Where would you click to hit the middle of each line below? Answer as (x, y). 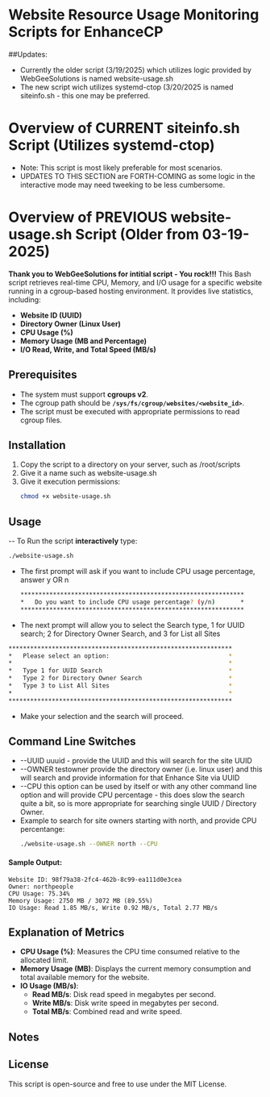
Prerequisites (43, 375)
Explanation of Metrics (66, 932)
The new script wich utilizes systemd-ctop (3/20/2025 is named (127, 87)
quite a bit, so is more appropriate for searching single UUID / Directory (138, 804)
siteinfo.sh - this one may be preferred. (85, 95)
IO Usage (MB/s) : (49, 986)
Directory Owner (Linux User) (70, 323)
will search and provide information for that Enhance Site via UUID (130, 778)
